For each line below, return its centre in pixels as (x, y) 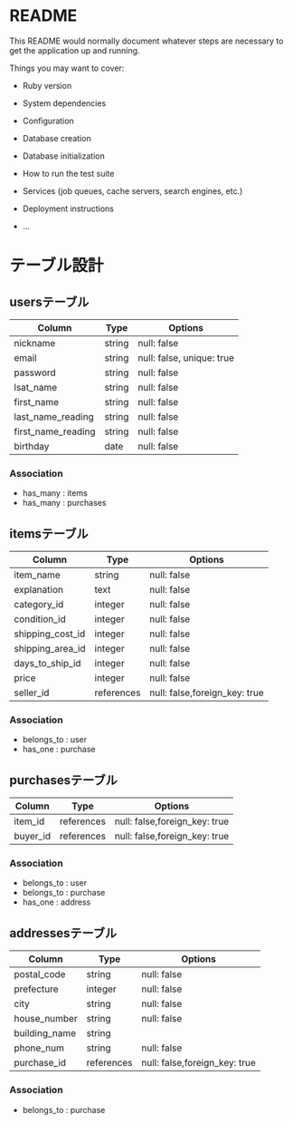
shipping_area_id (50, 649)
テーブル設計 (57, 266)
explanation (38, 590)
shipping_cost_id (50, 634)
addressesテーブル (63, 933)
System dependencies (64, 103)
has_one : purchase (59, 750)
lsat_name (36, 387)
